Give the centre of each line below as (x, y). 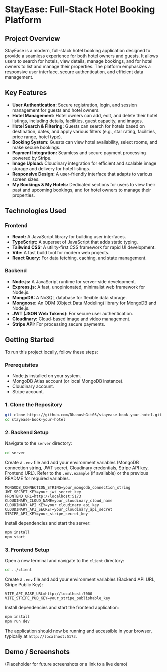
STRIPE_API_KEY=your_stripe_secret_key (47, 514)
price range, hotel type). (37, 137)
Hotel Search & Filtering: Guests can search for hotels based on (79, 126)
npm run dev (17, 621)
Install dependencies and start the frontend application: (62, 608)
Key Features (26, 93)
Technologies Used (36, 211)
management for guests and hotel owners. (56, 110)
